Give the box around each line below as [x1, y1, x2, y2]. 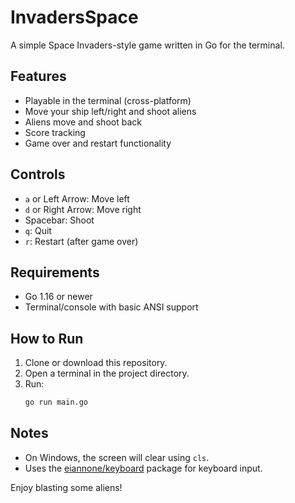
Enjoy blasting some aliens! [10, 481, 123, 493]
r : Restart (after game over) [24, 235, 139, 247]
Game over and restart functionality [24, 137, 172, 149]
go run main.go [24, 397, 89, 408]
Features [10, 68, 67, 85]
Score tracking [24, 126, 86, 138]
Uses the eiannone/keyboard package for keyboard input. [24, 462, 263, 474]
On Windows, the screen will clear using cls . [24, 451, 210, 463]
